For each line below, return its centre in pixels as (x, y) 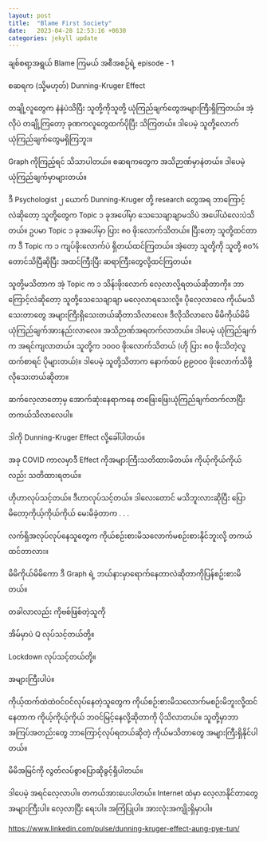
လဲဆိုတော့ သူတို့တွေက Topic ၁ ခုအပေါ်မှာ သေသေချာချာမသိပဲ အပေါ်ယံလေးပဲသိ (132, 215)
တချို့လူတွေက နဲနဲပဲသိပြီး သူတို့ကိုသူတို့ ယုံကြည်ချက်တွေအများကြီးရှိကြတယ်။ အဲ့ (131, 108)
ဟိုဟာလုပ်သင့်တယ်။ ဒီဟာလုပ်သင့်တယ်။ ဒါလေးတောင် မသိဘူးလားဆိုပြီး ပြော (127, 498)
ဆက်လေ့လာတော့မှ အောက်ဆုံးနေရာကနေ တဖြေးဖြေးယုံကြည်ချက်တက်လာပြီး (127, 400)
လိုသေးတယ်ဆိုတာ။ (39, 377)
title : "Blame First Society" (60, 23)
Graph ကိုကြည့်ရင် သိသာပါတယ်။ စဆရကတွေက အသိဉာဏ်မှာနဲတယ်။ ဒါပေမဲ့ (127, 161)
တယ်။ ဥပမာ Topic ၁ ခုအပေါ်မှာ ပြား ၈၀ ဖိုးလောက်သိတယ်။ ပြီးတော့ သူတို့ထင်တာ (133, 231)
